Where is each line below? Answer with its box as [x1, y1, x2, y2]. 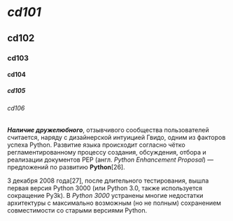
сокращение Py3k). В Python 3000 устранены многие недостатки [7, 191, 204, 199]
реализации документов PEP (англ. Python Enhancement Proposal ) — [7, 155, 214, 164]
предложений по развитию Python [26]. [7, 162, 125, 171]
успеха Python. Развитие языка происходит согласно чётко [7, 141, 185, 149]
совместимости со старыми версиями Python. [7, 206, 148, 214]
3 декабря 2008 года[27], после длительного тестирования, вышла [7, 176, 209, 185]
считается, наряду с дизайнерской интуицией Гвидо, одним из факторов [7, 133, 226, 141]
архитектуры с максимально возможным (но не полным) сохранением [7, 199, 222, 207]
